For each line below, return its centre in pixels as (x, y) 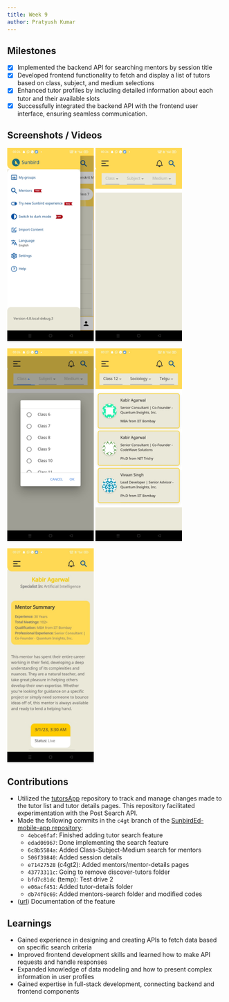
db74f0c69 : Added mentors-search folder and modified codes (115, 894)
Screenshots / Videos (55, 135)
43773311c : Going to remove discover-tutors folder (99, 872)
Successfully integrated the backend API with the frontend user (108, 106)
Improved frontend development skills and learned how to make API (114, 955)
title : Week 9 (28, 15)
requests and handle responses (62, 962)
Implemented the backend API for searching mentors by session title (114, 68)
